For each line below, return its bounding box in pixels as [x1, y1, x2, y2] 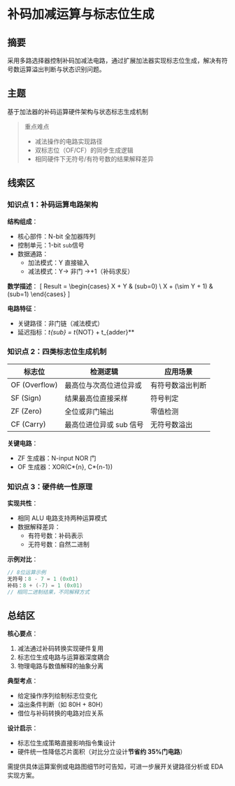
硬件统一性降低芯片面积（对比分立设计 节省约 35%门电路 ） [17, 748, 187, 756]
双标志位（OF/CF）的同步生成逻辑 [34, 146, 134, 154]
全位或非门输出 [64, 407, 114, 416]
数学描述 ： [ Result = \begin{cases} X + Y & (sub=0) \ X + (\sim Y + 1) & [7, 281, 213, 290]
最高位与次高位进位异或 [64, 380, 142, 390]
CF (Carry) [10, 419, 47, 429]
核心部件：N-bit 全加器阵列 [17, 232, 96, 240]
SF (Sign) [10, 393, 42, 402]
